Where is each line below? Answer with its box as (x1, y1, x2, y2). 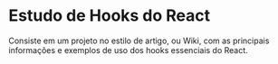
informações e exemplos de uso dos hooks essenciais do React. (8, 44, 248, 55)
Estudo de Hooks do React (8, 5, 211, 26)
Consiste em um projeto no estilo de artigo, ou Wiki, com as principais (8, 35, 270, 46)
